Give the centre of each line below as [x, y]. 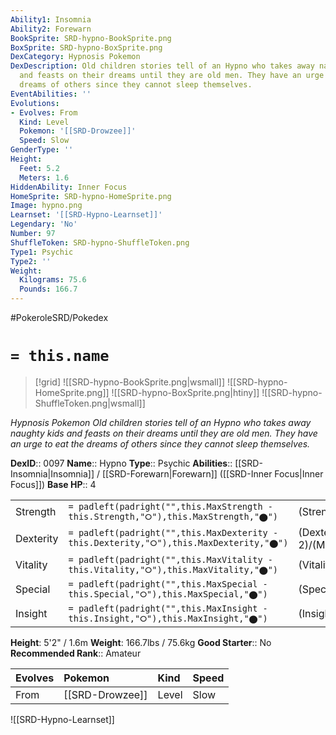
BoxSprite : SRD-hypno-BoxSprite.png [86, 47]
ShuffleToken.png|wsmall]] [90, 403]
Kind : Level [44, 122]
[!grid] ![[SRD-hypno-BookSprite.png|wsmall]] [129, 382]
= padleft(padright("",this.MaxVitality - [170, 559]
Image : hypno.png [46, 206]
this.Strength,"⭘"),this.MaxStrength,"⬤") [173, 516]
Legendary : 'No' [44, 224]
